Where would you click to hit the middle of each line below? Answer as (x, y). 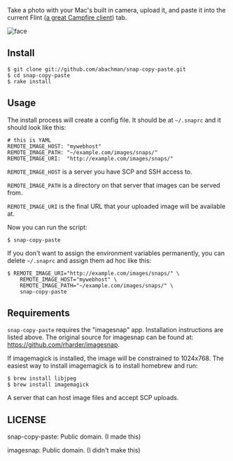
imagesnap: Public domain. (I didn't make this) (74, 450)
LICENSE (27, 420)
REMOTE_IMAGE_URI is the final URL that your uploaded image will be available (116, 206)
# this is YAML (29, 140)
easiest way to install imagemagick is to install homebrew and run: (103, 366)
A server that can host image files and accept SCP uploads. (93, 398)
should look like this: (37, 127)
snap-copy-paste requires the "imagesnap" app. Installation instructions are (115, 330)
